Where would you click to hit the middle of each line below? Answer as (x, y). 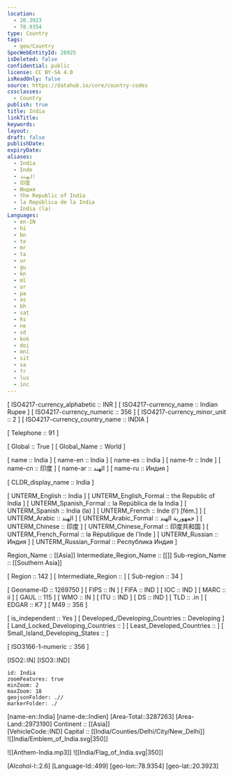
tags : (15, 40)
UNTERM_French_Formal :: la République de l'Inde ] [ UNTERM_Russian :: (113, 534)
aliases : (20, 157)
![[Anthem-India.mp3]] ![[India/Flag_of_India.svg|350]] (85, 752)
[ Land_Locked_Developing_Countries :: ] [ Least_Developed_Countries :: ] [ (115, 625)
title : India (26, 111)
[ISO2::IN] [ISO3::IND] (39, 660)
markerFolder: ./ (32, 704)
